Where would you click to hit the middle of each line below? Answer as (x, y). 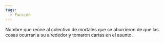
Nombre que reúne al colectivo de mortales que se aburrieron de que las (82, 29)
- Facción (20, 15)
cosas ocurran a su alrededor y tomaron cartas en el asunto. (69, 35)
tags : (11, 10)
